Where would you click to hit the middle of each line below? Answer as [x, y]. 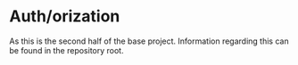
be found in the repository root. [66, 50]
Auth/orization [65, 16]
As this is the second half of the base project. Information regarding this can [149, 41]
